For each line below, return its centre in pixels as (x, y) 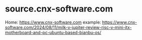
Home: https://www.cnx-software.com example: (53, 22)
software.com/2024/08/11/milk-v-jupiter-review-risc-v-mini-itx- (68, 27)
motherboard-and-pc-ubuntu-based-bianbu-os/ (53, 32)
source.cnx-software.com (59, 9)
